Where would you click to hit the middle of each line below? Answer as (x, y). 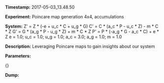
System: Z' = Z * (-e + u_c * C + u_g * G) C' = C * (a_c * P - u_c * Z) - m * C (82, 26)
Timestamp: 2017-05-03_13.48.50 (40, 7)
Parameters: (18, 56)
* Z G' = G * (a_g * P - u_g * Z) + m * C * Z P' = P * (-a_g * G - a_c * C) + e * (82, 31)
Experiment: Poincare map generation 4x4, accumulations (65, 17)
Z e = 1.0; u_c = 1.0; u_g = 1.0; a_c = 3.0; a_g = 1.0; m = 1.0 (64, 37)
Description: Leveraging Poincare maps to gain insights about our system (80, 46)
